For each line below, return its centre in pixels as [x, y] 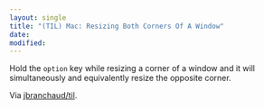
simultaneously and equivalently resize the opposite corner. [121, 78]
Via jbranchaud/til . [43, 95]
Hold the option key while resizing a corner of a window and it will [132, 68]
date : [19, 34]
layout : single [38, 18]
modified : [28, 43]
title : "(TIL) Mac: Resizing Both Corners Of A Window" [117, 26]
